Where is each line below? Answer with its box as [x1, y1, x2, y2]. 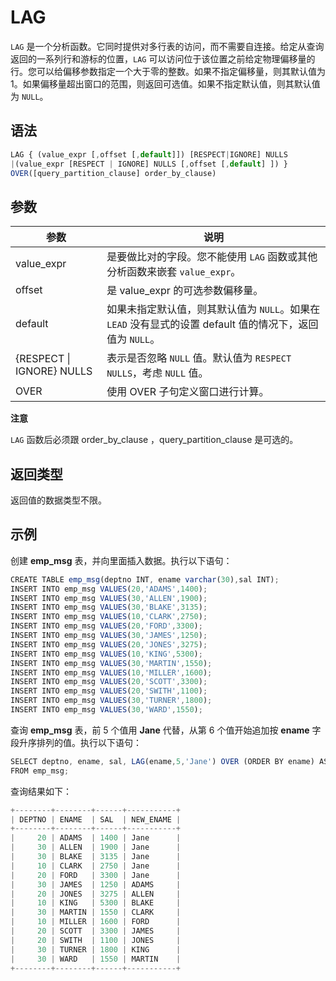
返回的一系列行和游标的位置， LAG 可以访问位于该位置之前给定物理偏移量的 [10, 52, 316, 65]
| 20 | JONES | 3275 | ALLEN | [10, 889, 182, 899]
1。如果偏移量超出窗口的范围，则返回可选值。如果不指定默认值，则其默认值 [10, 77, 321, 90]
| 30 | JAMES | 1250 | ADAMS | [10, 879, 182, 890]
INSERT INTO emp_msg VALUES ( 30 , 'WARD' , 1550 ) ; [10, 705, 203, 715]
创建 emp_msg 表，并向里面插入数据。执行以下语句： [10, 554, 233, 566]
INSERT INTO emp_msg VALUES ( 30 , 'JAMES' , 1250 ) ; [10, 631, 208, 641]
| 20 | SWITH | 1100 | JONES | [10, 935, 182, 945]
